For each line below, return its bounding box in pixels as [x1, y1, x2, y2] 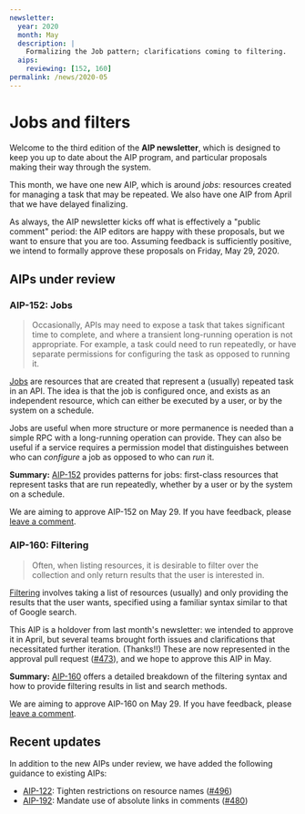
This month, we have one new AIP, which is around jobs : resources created [9, 179, 292, 190]
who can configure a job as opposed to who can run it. [9, 452, 215, 463]
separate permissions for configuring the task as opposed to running [31, 348, 290, 360]
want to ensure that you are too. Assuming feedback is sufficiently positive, [9, 235, 292, 246]
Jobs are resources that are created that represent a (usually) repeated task [9, 376, 294, 387]
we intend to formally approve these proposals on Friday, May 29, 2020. [9, 245, 280, 256]
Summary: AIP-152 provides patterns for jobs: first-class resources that [9, 469, 280, 480]
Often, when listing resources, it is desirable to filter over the [31, 560, 259, 571]
